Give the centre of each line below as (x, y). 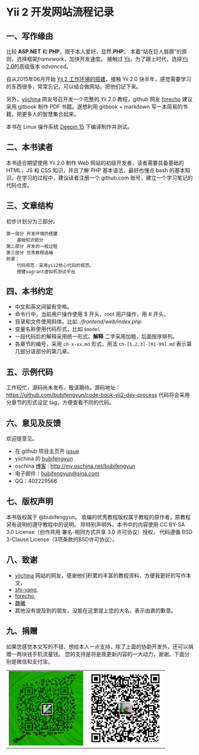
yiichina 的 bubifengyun (44, 459)
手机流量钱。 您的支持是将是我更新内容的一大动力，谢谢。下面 (108, 654)
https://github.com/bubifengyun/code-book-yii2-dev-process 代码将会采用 (98, 395)
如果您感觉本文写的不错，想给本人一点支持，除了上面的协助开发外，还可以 (97, 647)
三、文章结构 (30, 206)
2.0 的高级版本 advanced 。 (39, 66)
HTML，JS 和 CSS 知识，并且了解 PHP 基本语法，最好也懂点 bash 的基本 (96, 170)
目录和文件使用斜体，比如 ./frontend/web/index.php (78, 322)
